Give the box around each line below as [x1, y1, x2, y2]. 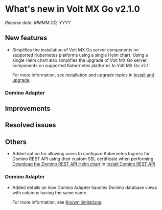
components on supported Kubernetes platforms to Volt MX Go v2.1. [12, 62, 150, 68]
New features [5, 34, 47, 42]
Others [5, 138, 27, 146]
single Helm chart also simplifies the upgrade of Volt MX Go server [12, 57, 147, 63]
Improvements [5, 104, 50, 113]
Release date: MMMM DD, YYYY [5, 20, 71, 25]
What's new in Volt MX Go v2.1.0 [5, 3, 140, 15]
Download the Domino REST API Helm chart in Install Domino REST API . [12, 161, 157, 167]
